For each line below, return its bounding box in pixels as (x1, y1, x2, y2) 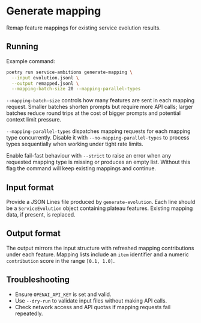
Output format (6, 229, 61, 239)
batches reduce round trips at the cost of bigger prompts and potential (6, 109, 181, 117)
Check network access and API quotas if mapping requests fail (14, 303, 171, 310)
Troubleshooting (6, 275, 70, 285)
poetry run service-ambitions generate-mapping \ (6, 69, 133, 75)
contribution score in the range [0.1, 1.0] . (6, 257, 115, 264)
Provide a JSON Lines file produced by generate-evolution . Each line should (6, 198, 196, 206)
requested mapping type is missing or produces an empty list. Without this (6, 158, 191, 166)
